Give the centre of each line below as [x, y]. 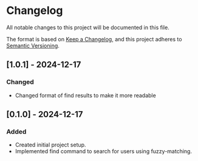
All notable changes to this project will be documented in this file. [88, 27]
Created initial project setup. [50, 145]
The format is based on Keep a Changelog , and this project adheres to [94, 39]
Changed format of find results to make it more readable [85, 95]
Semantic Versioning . [33, 46]
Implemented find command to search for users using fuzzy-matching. [104, 151]
